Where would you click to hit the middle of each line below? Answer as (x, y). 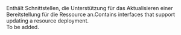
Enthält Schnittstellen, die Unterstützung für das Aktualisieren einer (90, 8)
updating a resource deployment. (48, 21)
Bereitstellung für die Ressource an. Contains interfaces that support (91, 14)
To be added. (23, 27)
